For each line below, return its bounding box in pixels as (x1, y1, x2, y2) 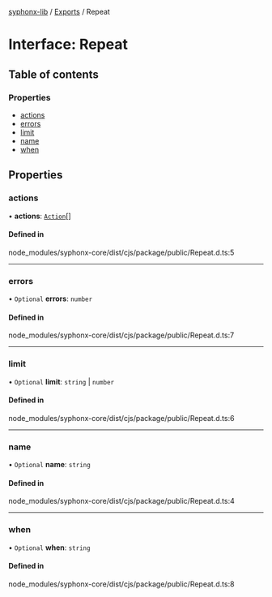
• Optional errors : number (8, 294, 93, 303)
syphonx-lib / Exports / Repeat (8, 7, 111, 16)
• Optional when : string (8, 543, 91, 552)
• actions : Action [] (8, 211, 71, 221)
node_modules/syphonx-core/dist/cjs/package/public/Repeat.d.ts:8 (8, 579, 235, 589)
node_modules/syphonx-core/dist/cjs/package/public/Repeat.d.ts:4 (8, 496, 235, 506)
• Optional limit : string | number (8, 376, 115, 386)
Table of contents (8, 67, 99, 81)
